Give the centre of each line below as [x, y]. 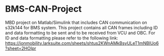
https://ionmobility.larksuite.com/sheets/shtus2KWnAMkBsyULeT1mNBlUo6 [82, 43]
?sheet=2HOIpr [21, 48]
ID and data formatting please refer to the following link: [62, 38]
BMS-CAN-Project [44, 9]
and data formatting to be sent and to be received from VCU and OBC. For [80, 33]
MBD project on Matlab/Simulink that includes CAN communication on [76, 22]
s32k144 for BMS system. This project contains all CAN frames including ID [82, 27]
